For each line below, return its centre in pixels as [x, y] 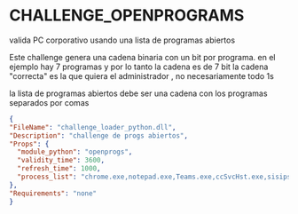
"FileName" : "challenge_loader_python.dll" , [93, 127]
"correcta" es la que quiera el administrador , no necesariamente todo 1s [142, 75]
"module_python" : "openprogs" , [75, 152]
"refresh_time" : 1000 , [59, 169]
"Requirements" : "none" [53, 193]
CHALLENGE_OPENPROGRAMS [127, 16]
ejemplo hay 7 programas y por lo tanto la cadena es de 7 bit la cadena [139, 67]
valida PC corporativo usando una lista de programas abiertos [122, 40]
